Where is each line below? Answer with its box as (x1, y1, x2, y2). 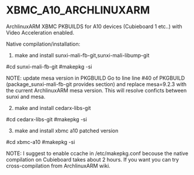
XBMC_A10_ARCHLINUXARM (6, 4, 150, 17)
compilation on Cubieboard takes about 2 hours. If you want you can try (6, 156, 179, 163)
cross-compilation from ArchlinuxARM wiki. (6, 162, 111, 169)
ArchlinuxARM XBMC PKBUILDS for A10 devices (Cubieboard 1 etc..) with (6, 23, 182, 30)
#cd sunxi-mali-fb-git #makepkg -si (6, 63, 92, 70)
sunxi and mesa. (6, 93, 46, 100)
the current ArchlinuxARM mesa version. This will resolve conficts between (6, 87, 187, 94)
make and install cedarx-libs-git (14, 104, 91, 111)
